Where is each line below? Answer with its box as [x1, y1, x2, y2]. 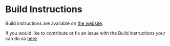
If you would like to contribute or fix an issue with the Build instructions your [5, 30, 165, 36]
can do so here [5, 35, 37, 41]
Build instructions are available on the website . [5, 20, 103, 26]
